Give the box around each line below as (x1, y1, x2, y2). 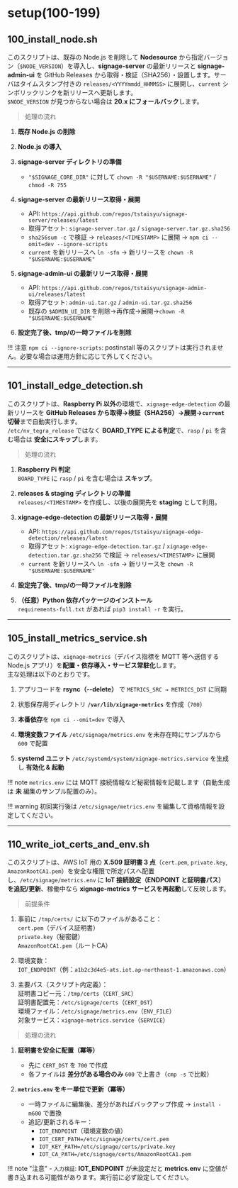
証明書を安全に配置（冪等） (17, 1046, 99, 1055)
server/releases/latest (28, 217, 99, 224)
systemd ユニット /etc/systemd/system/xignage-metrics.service (17, 754, 209, 762)
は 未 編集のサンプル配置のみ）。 (7, 787, 101, 795)
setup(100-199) (7, 5, 101, 21)
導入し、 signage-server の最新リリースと (73, 62, 196, 70)
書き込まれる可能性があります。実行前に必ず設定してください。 (7, 1173, 193, 1182)
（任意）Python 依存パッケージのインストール (17, 596, 153, 604)
